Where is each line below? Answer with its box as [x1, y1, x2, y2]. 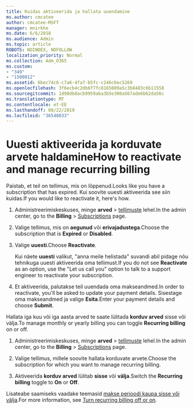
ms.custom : [6, 63, 33, 69]
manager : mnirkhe [6, 25, 49, 31]
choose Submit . [14, 302, 54, 309]
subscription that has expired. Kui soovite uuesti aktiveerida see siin [6, 189, 170, 196]
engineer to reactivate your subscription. [14, 272, 113, 279]
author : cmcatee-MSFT [6, 19, 59, 25]
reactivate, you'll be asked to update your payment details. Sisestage [14, 290, 182, 297]
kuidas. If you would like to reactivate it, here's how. [6, 195, 131, 202]
